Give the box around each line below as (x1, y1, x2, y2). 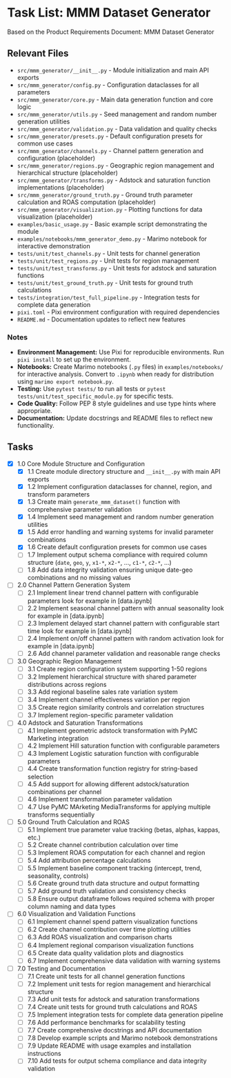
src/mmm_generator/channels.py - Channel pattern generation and (17, 146, 204, 154)
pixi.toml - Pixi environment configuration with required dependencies (17, 308, 220, 316)
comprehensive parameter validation (27, 506, 132, 514)
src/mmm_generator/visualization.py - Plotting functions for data (17, 205, 203, 213)
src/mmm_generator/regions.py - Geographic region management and (17, 161, 215, 170)
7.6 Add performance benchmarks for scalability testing (27, 1019, 186, 1027)
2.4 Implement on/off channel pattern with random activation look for (27, 634, 224, 642)
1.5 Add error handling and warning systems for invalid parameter (27, 528, 214, 536)
